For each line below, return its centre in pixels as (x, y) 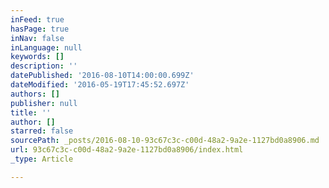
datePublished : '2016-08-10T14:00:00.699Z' (102, 76)
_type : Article (42, 159)
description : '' (44, 66)
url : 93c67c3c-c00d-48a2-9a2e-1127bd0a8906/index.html (127, 150)
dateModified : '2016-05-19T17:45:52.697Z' (100, 85)
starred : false (42, 131)
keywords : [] (37, 57)
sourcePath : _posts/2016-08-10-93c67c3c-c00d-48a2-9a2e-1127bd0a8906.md (165, 141)
